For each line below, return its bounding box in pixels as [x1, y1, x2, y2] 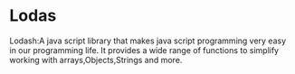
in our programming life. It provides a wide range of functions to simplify [9, 44, 279, 55]
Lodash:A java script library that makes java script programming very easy [9, 35, 287, 46]
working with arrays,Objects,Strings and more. [9, 54, 183, 65]
